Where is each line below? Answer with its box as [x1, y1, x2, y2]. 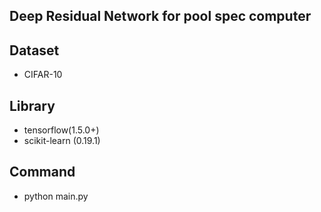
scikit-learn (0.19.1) [23, 135, 101, 147]
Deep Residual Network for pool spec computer [9, 8, 312, 25]
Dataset [9, 42, 60, 59]
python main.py [23, 190, 89, 202]
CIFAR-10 [23, 69, 63, 81]
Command [9, 164, 76, 181]
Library [9, 97, 56, 114]
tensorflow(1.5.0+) [23, 124, 100, 136]
